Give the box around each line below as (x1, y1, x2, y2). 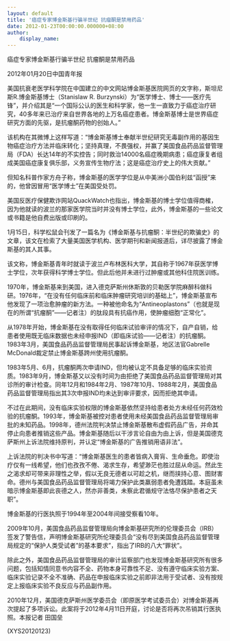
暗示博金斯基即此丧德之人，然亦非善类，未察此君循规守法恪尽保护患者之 (7, 487, 211, 495)
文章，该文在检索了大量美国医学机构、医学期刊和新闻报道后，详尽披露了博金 (7, 237, 223, 245)
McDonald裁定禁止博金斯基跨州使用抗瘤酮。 (7, 349, 132, 357)
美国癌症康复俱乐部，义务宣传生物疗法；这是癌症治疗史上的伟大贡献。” (12, 159, 211, 167)
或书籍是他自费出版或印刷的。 (7, 214, 91, 222)
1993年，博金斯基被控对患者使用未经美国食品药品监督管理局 (42, 412, 213, 420)
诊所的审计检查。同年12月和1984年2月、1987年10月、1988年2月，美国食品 (7, 381, 218, 389)
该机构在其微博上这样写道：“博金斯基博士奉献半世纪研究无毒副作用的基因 (7, 133, 214, 141)
